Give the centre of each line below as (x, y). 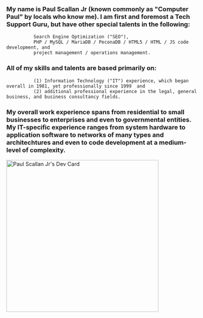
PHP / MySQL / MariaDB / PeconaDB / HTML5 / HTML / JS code (111, 42)
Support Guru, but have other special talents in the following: (98, 24)
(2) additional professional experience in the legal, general (115, 91)
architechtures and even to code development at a (82, 142)
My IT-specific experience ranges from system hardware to (96, 127)
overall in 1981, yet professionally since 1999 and (76, 86)
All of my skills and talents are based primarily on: (81, 68)
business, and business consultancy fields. (64, 97)
